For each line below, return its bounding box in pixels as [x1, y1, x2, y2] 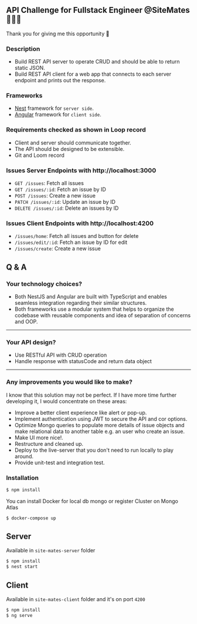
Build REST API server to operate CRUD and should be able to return [14, 58, 180, 65]
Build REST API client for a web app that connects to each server [14, 71, 172, 78]
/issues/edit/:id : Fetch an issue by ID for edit [14, 239, 128, 246]
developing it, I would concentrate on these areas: [6, 397, 127, 405]
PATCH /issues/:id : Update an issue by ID [14, 199, 116, 205]
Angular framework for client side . [14, 111, 101, 118]
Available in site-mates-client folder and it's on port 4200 [6, 596, 145, 602]
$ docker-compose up [6, 515, 57, 521]
